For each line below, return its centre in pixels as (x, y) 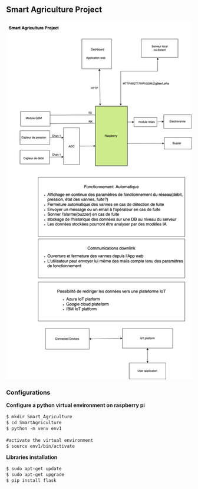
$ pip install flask (32, 481)
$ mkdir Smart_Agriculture (39, 417)
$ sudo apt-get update (34, 469)
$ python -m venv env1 (34, 429)
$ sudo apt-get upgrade (35, 475)
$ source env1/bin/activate (41, 447)
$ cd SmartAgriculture (34, 423)
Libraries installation (32, 457)
